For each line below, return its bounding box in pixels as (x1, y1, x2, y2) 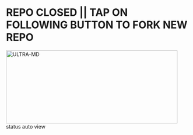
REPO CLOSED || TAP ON (6, 6, 128, 19)
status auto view (6, 123, 45, 130)
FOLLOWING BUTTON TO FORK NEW (6, 18, 188, 32)
